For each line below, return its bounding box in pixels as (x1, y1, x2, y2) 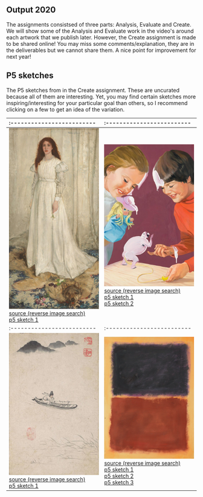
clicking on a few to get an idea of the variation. (6, 106, 125, 113)
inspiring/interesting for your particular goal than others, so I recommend (6, 99, 188, 106)
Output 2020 (6, 5, 56, 15)
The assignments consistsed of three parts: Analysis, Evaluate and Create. (6, 21, 192, 28)
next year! (6, 53, 31, 60)
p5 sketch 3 (104, 478, 134, 486)
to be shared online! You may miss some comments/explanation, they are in (6, 40, 195, 47)
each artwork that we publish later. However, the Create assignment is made (6, 33, 196, 41)
